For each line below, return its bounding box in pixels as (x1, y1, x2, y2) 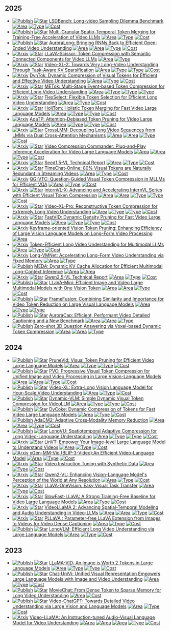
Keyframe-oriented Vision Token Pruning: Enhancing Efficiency (29, 225, 162, 231)
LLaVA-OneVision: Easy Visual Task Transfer (44, 482, 138, 488)
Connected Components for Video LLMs (12, 56, 97, 62)
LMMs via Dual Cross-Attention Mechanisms (12, 132, 106, 138)
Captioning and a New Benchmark (12, 318, 85, 324)
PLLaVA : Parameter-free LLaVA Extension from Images (44, 515, 161, 521)
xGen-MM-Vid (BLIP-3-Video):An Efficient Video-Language (29, 449, 154, 456)
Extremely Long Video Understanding (12, 208, 91, 214)
